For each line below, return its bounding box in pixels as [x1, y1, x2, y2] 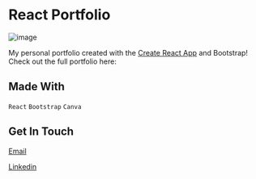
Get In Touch [8, 125, 75, 139]
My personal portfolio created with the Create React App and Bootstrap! [8, 48, 249, 57]
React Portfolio [8, 6, 111, 24]
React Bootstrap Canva [8, 102, 82, 110]
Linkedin [8, 161, 37, 171]
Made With [8, 80, 65, 94]
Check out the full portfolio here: [8, 56, 117, 66]
